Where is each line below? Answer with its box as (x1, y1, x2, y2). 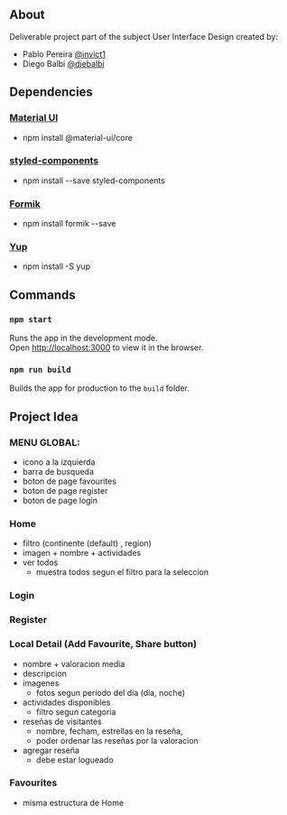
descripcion (22, 668, 68, 679)
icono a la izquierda (22, 457, 96, 468)
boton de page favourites (22, 476, 117, 486)
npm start (9, 314, 52, 324)
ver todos (22, 557, 59, 568)
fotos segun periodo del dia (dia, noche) (35, 687, 186, 698)
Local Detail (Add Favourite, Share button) (9, 638, 197, 651)
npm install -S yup (22, 261, 91, 272)
